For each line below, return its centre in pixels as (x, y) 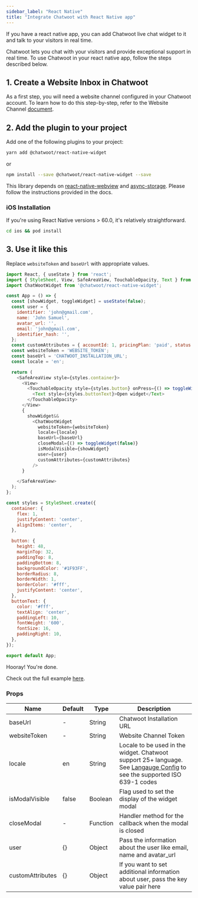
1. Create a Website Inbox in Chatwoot (77, 82)
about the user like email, (154, 847)
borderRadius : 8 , (38, 574)
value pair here (140, 887)
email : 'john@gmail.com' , (49, 329)
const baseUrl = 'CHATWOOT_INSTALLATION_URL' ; (70, 356)
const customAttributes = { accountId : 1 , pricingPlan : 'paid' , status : (103, 345)
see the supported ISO (150, 775)
